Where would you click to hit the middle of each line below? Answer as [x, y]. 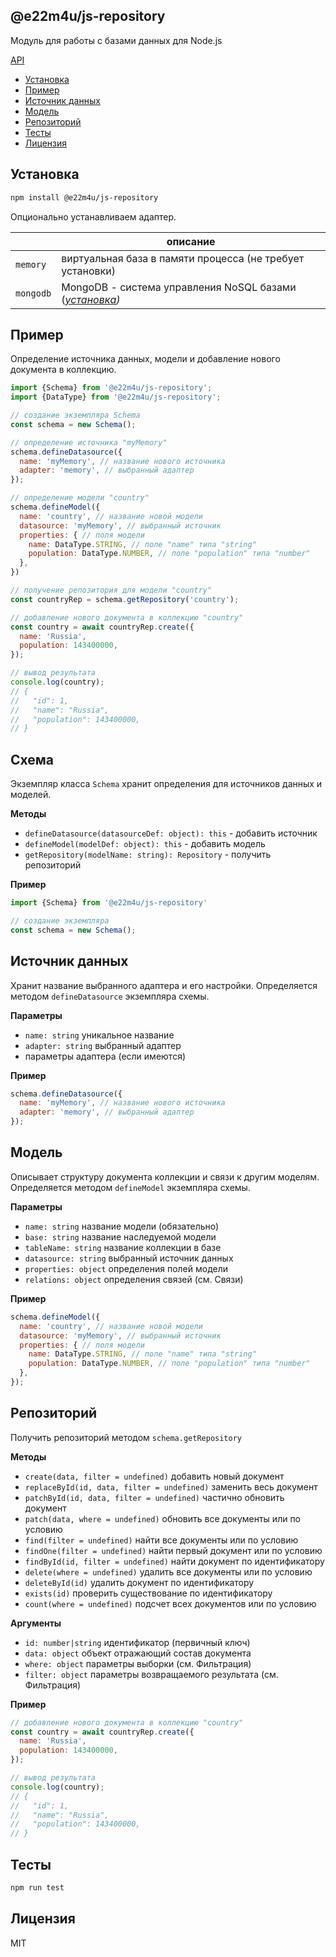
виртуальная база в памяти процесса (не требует [183, 258]
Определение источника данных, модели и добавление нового [145, 359]
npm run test [37, 1888]
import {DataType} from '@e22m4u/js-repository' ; [116, 397]
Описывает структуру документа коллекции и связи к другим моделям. [165, 1176]
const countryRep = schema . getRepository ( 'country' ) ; [125, 599]
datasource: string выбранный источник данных [129, 1258]
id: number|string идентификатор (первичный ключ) [137, 1642]
